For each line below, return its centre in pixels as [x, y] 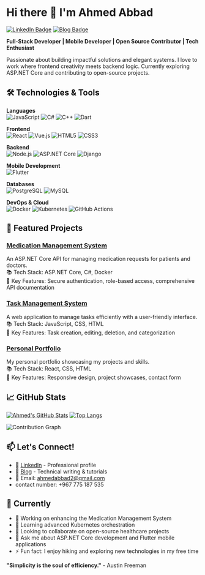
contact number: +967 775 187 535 [59, 484]
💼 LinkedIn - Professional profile [56, 465]
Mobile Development [33, 165]
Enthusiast [20, 48]
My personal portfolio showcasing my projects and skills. [78, 362]
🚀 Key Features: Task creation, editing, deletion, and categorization [91, 333]
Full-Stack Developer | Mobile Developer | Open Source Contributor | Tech [102, 41]
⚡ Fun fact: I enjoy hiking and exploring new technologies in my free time [107, 551]
